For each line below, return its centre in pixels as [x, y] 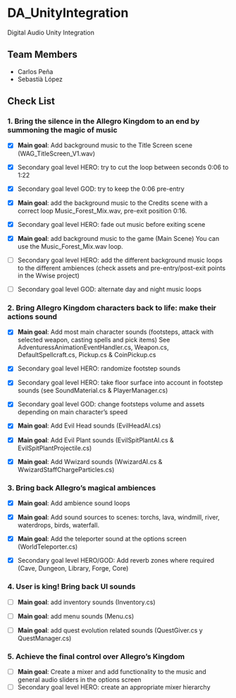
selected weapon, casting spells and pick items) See [94, 340]
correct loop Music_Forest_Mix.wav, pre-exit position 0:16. [102, 211]
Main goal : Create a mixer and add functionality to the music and [112, 672]
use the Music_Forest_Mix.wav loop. [70, 246]
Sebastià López [40, 79]
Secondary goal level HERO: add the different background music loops [120, 260]
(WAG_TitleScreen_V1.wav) [56, 154]
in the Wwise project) [48, 275]
